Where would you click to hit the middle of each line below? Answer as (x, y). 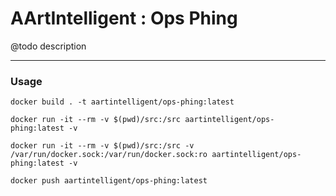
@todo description (48, 46)
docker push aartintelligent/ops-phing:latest (109, 181)
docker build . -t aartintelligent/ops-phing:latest (122, 102)
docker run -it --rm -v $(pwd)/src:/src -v (102, 146)
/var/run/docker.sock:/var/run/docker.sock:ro (109, 155)
